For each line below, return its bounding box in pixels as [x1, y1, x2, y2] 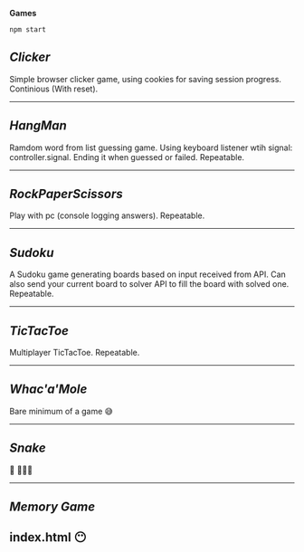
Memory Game [9, 500, 96, 515]
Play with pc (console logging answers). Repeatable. [9, 210, 205, 221]
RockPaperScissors [9, 186, 124, 202]
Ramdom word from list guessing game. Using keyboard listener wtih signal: [9, 142, 293, 153]
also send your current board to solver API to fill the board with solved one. [9, 279, 290, 290]
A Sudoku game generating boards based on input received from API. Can [9, 269, 287, 280]
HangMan [9, 118, 68, 134]
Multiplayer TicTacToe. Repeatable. [9, 347, 140, 358]
